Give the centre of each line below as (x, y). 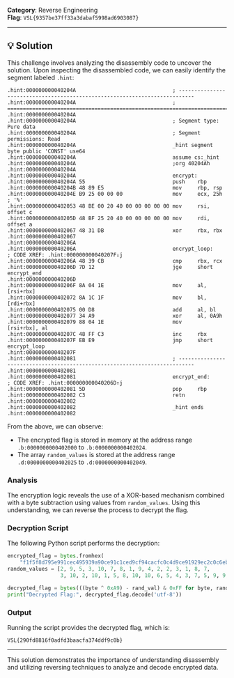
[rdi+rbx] (22, 303)
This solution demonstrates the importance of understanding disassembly (113, 660)
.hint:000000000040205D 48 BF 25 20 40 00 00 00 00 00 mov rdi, (109, 218)
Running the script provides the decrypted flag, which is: (89, 627)
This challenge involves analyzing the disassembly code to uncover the (110, 63)
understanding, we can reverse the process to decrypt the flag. (98, 510)
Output (19, 612)
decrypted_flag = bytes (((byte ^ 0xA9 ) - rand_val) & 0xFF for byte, (110, 588)
